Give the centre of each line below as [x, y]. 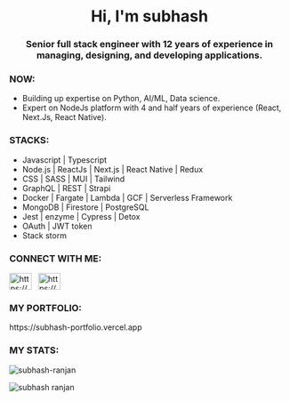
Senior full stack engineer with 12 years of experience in [149, 44]
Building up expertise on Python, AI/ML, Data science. [121, 99]
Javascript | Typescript [64, 160]
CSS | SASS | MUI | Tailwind [73, 179]
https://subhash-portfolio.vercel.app [76, 327]
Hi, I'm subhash [149, 16]
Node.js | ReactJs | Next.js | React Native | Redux [113, 169]
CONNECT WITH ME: [56, 258]
